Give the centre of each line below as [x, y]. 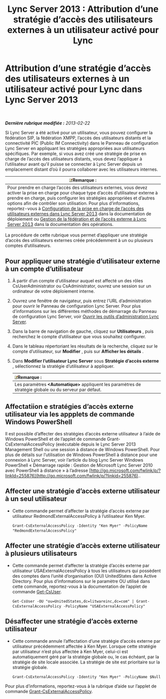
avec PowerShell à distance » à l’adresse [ [48, 470]
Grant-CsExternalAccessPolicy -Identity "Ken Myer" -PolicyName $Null [86, 677]
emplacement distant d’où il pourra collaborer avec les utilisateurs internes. [82, 169]
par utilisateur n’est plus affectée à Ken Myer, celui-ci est [70, 651]
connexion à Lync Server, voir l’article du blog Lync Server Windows [74, 460]
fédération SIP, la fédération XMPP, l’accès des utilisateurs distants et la [78, 138]
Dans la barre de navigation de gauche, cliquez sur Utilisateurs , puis [83, 331]
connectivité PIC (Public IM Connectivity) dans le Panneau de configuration [82, 143]
